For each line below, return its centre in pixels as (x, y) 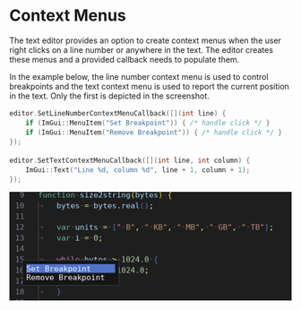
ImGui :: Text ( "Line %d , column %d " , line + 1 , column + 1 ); (138, 170)
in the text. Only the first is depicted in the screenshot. (110, 96)
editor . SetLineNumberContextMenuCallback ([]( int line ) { (118, 113)
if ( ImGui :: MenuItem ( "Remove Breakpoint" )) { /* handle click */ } (154, 132)
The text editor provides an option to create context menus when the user (146, 40)
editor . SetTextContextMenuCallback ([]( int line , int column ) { (130, 161)
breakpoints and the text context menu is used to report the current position (149, 86)
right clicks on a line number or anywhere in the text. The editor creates (141, 49)
